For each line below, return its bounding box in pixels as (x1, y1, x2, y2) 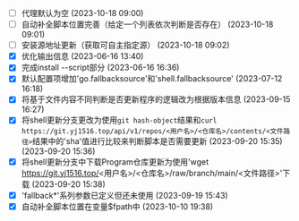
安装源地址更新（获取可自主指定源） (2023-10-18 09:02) (21, 39, 230, 51)
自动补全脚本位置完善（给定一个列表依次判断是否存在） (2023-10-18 (21, 19, 274, 30)
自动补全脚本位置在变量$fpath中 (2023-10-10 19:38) (21, 200, 214, 212)
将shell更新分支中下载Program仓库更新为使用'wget (21, 156, 209, 167)
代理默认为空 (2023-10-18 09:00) (21, 8, 144, 18)
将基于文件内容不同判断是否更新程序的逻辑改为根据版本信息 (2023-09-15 (21, 94, 291, 105)
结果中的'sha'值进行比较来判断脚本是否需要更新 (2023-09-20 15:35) (31, 135, 283, 146)
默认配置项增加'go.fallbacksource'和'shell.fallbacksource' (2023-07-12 (21, 73, 283, 84)
